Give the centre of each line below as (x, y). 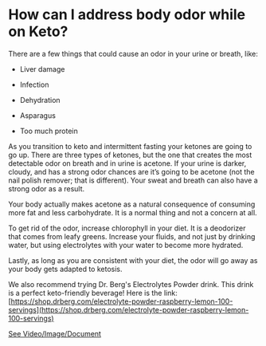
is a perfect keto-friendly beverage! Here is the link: (93, 293)
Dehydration (40, 100)
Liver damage (42, 69)
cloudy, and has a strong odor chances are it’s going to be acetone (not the (131, 171)
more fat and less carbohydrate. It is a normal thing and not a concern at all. (133, 212)
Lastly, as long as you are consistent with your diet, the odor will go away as (133, 260)
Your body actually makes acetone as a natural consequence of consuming (132, 204)
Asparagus (37, 115)
